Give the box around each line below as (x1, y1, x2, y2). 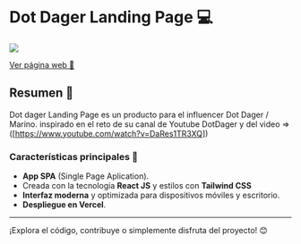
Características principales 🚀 (9, 150, 139, 163)
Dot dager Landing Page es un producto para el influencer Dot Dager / (9, 109, 269, 120)
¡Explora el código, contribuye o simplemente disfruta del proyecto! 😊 (9, 225, 269, 236)
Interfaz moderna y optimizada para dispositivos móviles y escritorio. (21, 189, 280, 201)
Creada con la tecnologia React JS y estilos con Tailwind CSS (21, 181, 253, 191)
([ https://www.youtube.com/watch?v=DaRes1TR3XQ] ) (9, 128, 209, 139)
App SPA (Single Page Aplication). (21, 171, 150, 181)
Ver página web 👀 (9, 59, 74, 70)
